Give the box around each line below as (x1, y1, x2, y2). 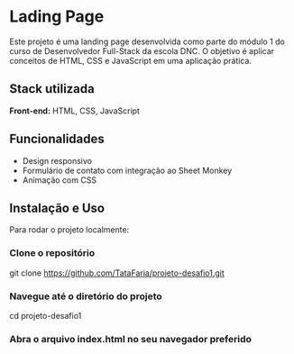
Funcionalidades (9, 132, 106, 147)
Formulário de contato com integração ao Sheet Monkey (22, 165, 233, 176)
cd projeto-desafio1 (9, 310, 82, 321)
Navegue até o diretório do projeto (9, 290, 162, 303)
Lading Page (9, 6, 105, 27)
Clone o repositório (9, 247, 96, 259)
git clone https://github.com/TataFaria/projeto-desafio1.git (9, 268, 225, 278)
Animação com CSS (22, 174, 97, 186)
